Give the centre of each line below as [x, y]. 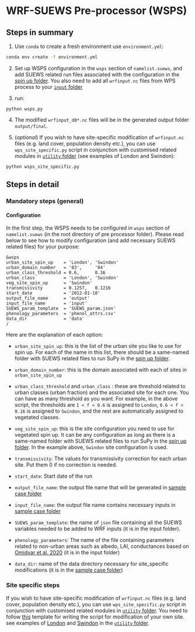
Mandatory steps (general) [45, 201]
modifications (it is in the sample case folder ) [69, 570]
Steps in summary [40, 32]
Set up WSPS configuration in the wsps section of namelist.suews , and [98, 68]
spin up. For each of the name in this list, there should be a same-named [102, 353]
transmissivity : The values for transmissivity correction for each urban [100, 459]
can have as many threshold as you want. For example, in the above [96, 399]
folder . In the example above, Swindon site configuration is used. [91, 447]
